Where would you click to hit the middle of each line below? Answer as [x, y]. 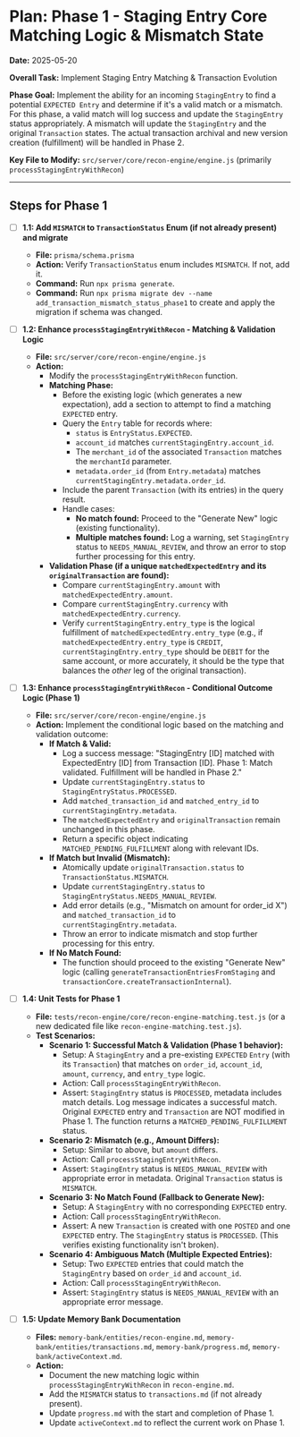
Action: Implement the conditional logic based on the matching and [159, 724]
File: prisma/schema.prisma [85, 255]
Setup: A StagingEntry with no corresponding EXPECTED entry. [175, 1207]
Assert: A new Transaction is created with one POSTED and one [176, 1226]
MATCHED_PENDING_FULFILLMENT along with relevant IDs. [160, 848]
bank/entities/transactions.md [94, 1348]
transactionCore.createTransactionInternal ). [147, 981]
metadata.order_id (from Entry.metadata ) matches [168, 471]
